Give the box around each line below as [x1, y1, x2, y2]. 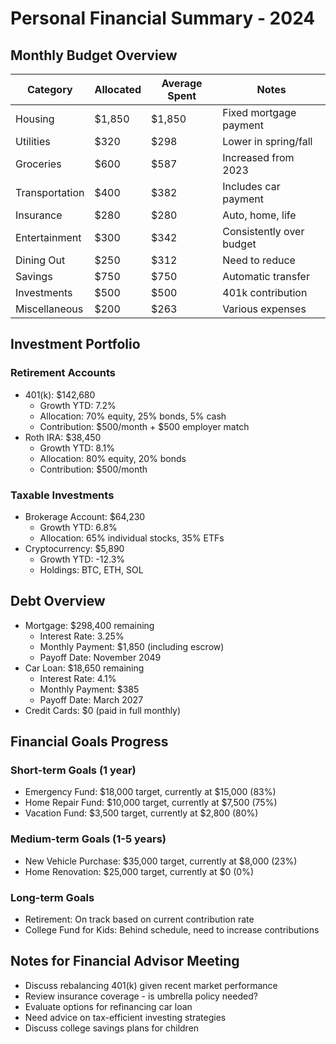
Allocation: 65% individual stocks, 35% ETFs [39, 532, 225, 544]
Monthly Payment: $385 [39, 683, 140, 695]
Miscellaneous [15, 302, 84, 316]
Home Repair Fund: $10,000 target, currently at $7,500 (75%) [24, 797, 278, 809]
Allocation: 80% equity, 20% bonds [39, 452, 187, 464]
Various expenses [222, 302, 307, 316]
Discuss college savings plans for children [24, 1022, 200, 1034]
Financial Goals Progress [10, 733, 169, 751]
